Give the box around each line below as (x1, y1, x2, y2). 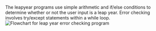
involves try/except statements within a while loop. (5, 15, 111, 20)
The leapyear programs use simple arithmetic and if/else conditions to (5, 4, 151, 10)
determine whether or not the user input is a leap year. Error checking (5, 9, 150, 15)
